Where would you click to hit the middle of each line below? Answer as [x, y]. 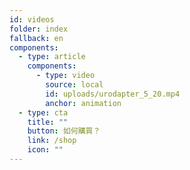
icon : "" [45, 150]
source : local [74, 85]
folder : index [39, 29]
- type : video [65, 76]
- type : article [52, 57]
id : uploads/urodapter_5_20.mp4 [113, 94]
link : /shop [52, 141]
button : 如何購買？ [64, 131]
